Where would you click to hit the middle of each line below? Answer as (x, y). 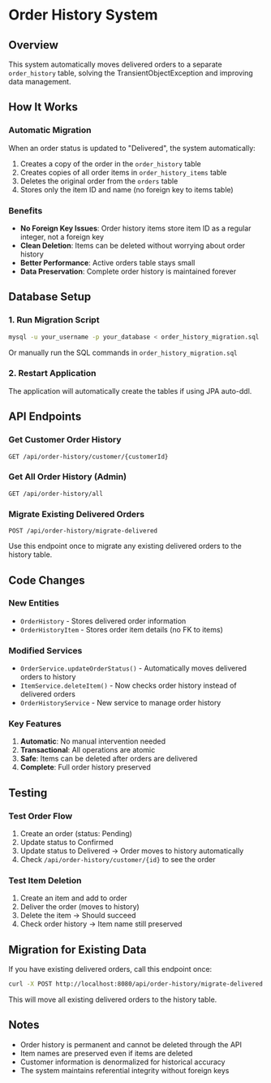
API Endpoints (45, 417)
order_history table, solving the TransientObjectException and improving (131, 73)
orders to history (48, 677)
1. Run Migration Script (54, 320)
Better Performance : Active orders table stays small (108, 262)
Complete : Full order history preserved (86, 767)
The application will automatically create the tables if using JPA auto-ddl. (130, 390)
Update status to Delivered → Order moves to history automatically (132, 851)
